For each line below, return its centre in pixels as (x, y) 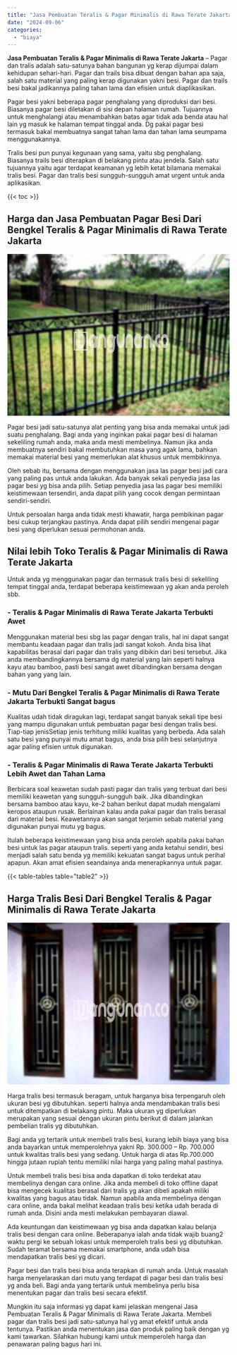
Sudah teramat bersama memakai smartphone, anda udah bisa (98, 1249)
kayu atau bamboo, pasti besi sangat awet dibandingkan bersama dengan (115, 667)
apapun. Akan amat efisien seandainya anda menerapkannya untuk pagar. (115, 863)
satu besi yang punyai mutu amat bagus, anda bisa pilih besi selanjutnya (112, 739)
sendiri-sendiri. (29, 500)
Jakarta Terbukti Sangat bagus (61, 701)
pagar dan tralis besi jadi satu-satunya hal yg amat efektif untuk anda (108, 1321)
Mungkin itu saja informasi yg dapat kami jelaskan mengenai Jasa (103, 1306)
